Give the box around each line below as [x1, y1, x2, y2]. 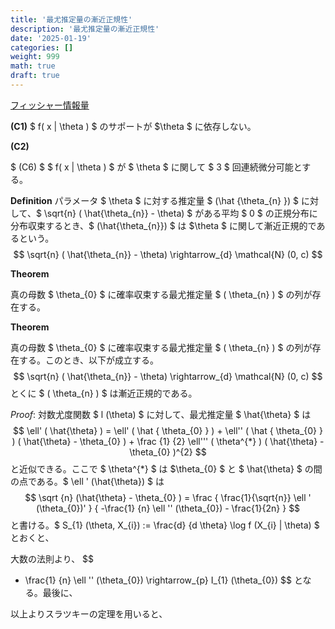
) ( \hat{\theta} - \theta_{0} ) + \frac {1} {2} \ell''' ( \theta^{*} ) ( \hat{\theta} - [11, 435, 325, 447]
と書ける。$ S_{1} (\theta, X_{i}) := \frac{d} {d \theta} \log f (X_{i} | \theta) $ [10, 519, 320, 531]
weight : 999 [10, 52, 60, 62]
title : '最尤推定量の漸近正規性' [10, 14, 133, 25]
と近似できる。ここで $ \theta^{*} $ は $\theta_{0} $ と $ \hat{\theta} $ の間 [10, 462, 323, 475]
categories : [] [10, 42, 74, 53]
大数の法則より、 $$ [10, 552, 95, 565]
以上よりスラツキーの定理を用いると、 [10, 607, 168, 620]
